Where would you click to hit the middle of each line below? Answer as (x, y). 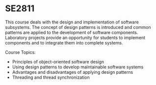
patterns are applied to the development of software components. (72, 32)
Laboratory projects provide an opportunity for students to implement (75, 38)
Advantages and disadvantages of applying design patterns (73, 72)
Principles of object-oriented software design (58, 62)
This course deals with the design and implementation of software (72, 22)
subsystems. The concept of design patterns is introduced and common (78, 27)
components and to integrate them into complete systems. (64, 42)
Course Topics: (20, 52)
